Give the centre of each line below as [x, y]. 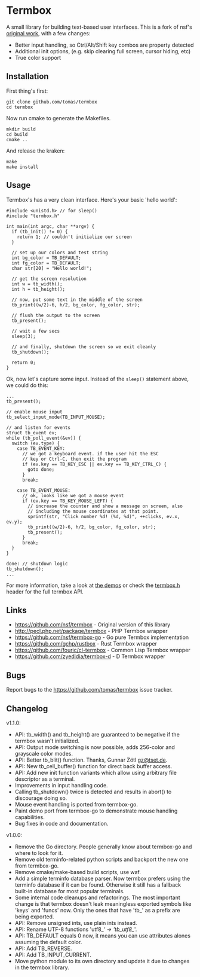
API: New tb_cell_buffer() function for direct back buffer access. [93, 766]
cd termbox [20, 107]
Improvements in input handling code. [61, 785]
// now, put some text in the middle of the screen [77, 300]
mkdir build [21, 129]
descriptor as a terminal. [45, 779]
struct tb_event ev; [32, 433]
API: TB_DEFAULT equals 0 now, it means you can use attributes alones [103, 936]
